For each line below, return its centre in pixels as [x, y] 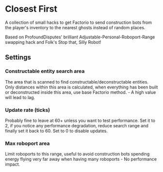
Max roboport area [27, 143]
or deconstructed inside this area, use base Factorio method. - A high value [81, 92]
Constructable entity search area [45, 71]
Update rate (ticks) [27, 110]
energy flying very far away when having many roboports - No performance [81, 159]
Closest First [31, 9]
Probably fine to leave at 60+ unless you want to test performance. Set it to [80, 120]
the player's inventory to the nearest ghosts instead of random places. [75, 27]
